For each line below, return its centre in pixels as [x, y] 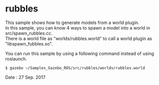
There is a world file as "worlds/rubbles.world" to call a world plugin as [79, 38]
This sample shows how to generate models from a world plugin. [72, 22]
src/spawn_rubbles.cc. [29, 33]
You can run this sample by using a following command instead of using [80, 53]
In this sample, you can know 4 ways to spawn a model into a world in [78, 27]
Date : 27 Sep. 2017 [25, 77]
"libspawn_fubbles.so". [29, 43]
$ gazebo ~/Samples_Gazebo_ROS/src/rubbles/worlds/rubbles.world [75, 68]
